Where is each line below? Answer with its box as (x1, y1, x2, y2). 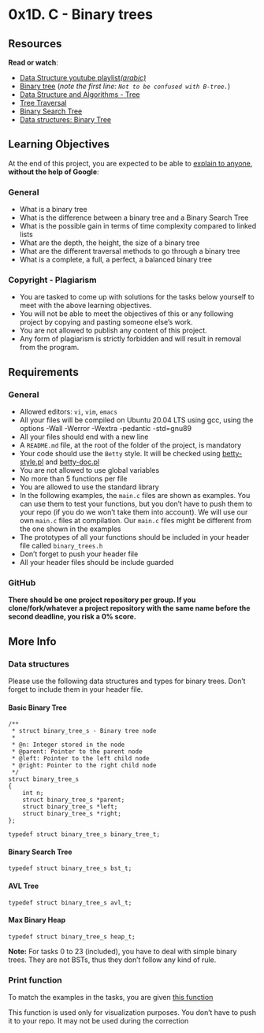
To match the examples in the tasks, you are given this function (8, 993, 214, 1002)
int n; (22, 790, 44, 797)
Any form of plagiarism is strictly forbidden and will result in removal (19, 334, 242, 344)
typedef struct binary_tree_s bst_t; (8, 864, 132, 872)
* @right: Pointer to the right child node (11, 762, 157, 770)
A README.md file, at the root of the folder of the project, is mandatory (19, 440, 242, 450)
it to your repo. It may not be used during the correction (8, 1016, 189, 1026)
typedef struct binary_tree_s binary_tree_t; (8, 830, 160, 838)
